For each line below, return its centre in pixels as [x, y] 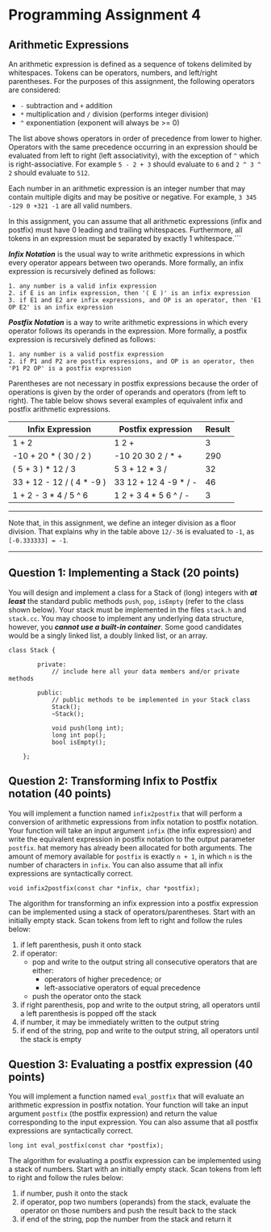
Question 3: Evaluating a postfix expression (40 [131, 1065]
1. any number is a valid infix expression [83, 286]
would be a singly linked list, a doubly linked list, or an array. [108, 635]
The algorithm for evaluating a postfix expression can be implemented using [135, 1161]
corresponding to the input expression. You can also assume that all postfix [133, 1122]
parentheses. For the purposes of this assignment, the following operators [132, 81]
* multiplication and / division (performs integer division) [114, 114]
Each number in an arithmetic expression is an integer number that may [127, 188]
